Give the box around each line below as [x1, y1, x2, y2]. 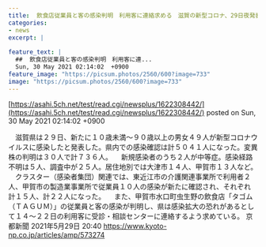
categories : [8, 19, 47, 27]
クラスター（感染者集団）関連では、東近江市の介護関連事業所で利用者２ [14, 171, 251, 182]
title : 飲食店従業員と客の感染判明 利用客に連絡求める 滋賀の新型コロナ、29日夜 [8, 11, 250, 20]
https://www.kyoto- [103, 221, 168, 230]
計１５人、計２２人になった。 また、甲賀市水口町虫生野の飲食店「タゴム [8, 191, 253, 201]
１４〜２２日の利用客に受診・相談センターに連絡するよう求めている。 [14, 211, 244, 221]
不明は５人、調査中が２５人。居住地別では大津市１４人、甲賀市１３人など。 [8, 162, 258, 171]
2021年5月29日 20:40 [30, 221, 102, 230]
